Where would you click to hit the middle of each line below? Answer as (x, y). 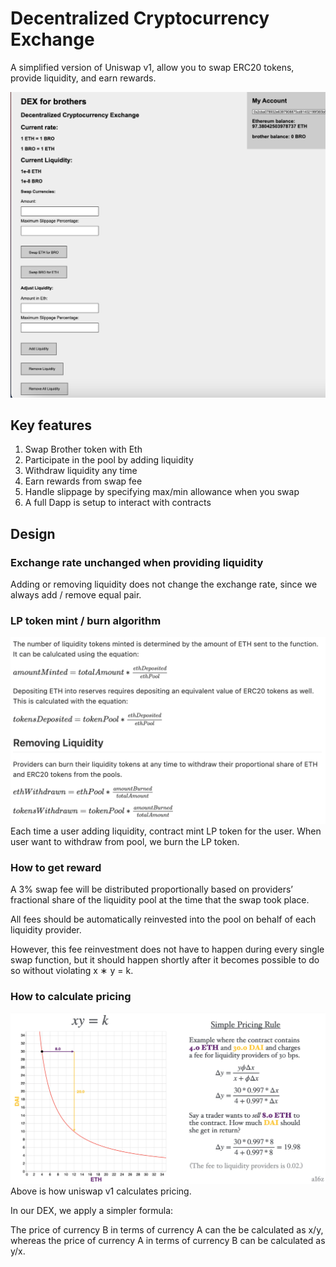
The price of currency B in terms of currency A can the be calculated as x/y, (167, 1230)
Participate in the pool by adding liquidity (109, 460)
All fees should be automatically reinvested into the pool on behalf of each (163, 919)
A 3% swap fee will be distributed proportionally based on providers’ (151, 889)
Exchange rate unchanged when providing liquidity (137, 562)
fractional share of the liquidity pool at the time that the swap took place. (160, 900)
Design (33, 533)
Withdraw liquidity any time (81, 471)
